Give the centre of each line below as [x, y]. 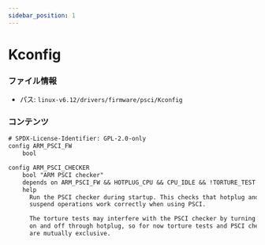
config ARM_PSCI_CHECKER [49, 168]
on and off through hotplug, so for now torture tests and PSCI [137, 226]
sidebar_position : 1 [42, 15]
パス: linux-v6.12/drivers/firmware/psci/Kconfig [101, 100]
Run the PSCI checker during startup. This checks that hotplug [137, 197]
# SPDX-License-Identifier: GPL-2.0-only [77, 139]
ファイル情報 [33, 81]
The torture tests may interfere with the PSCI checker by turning [142, 219]
